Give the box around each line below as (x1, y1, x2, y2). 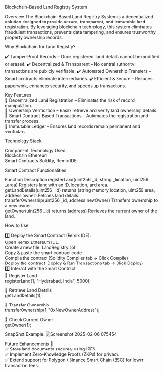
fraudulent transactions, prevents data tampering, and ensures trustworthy (5, 29, 156, 35)
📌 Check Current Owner (5, 317, 54, 322)
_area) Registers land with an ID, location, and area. (5, 182, 109, 188)
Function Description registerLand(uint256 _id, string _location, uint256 (5, 177, 149, 182)
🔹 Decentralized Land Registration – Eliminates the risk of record (5, 97, 135, 103)
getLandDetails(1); (5, 293, 42, 298)
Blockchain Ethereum (5, 153, 48, 158)
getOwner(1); (5, 322, 32, 328)
